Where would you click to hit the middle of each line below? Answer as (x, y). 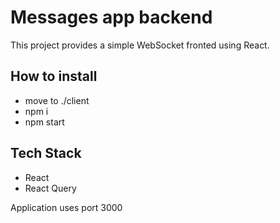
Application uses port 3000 (66, 207)
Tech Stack (46, 153)
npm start (44, 122)
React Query (50, 188)
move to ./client (57, 100)
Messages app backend (111, 17)
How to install (54, 76)
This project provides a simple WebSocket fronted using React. (140, 45)
